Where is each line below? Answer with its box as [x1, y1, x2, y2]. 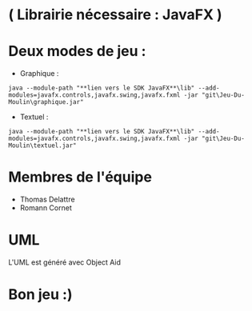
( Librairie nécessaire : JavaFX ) [8, 6, 222, 24]
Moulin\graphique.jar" [8, 98, 84, 106]
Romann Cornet [19, 203, 72, 213]
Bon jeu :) [8, 285, 73, 304]
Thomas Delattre [19, 194, 75, 205]
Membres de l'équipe [8, 168, 152, 186]
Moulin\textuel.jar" [8, 142, 78, 150]
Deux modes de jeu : [8, 42, 146, 61]
